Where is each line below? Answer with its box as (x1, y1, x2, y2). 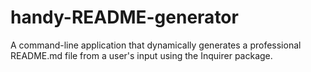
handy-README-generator (10, 6, 239, 29)
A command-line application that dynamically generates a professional (10, 39, 302, 51)
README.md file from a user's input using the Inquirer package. (10, 49, 273, 61)
